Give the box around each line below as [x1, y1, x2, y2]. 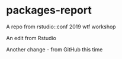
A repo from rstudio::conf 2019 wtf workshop [6, 23, 117, 30]
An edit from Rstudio [6, 34, 56, 41]
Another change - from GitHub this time [6, 45, 103, 53]
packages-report [6, 4, 92, 17]
